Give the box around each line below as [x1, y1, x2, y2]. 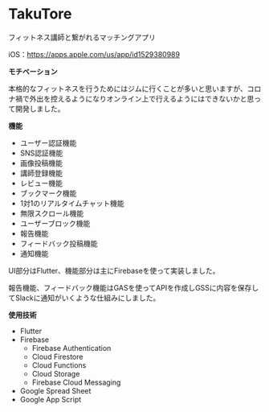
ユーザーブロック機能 [19, 218, 91, 228]
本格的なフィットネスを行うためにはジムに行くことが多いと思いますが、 [8, 84, 247, 93]
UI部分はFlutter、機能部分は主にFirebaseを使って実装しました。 [8, 266, 220, 275]
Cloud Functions [31, 360, 87, 370]
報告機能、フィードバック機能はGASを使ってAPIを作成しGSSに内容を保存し [8, 282, 259, 292]
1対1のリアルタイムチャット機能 [19, 198, 124, 208]
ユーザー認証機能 [19, 138, 77, 147]
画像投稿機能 [19, 158, 63, 167]
